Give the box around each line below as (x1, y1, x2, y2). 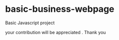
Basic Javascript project (5, 20, 55, 26)
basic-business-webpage (5, 3, 115, 15)
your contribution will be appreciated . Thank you (5, 29, 106, 35)
